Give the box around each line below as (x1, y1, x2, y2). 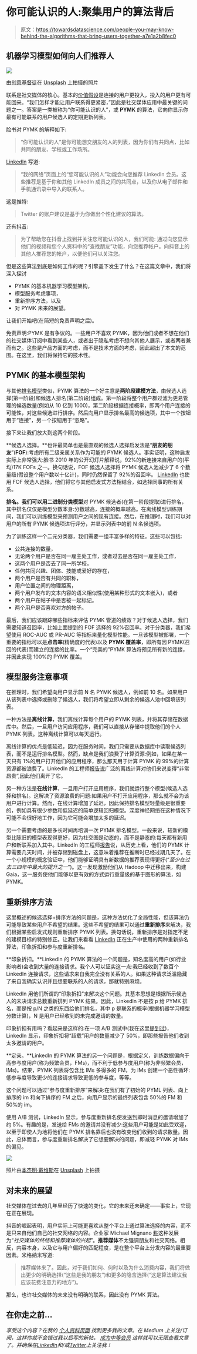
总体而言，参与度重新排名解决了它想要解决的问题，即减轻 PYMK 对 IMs (16, 1136, 189, 1143)
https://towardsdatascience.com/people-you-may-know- (36, 26, 174, 33)
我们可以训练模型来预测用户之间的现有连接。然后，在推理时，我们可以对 (16, 513, 191, 520)
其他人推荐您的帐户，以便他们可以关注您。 (20, 250, 124, 257)
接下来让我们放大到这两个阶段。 (6, 429, 83, 436)
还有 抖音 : (6, 223, 29, 230)
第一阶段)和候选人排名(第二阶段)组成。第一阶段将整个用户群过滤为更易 (13, 395, 184, 402)
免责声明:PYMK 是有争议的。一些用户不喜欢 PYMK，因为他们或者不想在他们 (6, 329, 189, 336)
